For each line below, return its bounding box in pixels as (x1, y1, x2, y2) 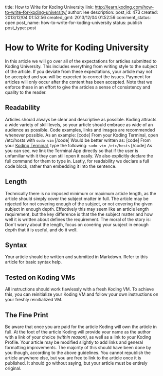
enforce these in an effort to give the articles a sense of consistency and (5, 84, 151, 90)
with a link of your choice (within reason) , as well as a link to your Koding (5, 334, 151, 340)
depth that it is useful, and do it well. (5, 227, 78, 233)
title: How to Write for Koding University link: (5, 4, 94, 10)
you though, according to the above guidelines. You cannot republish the (5, 350, 151, 355)
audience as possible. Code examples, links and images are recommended (5, 127, 155, 133)
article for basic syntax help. (5, 259, 62, 265)
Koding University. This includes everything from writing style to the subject (5, 63, 157, 69)
